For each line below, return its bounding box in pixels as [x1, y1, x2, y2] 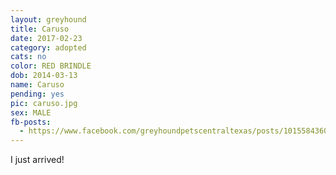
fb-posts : [10, 117, 52, 127]
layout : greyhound [10, 14, 87, 25]
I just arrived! [10, 154, 65, 166]
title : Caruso [10, 24, 70, 34]
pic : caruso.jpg [10, 98, 78, 108]
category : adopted [10, 42, 87, 53]
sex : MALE [10, 107, 52, 118]
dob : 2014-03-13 [10, 71, 78, 81]
